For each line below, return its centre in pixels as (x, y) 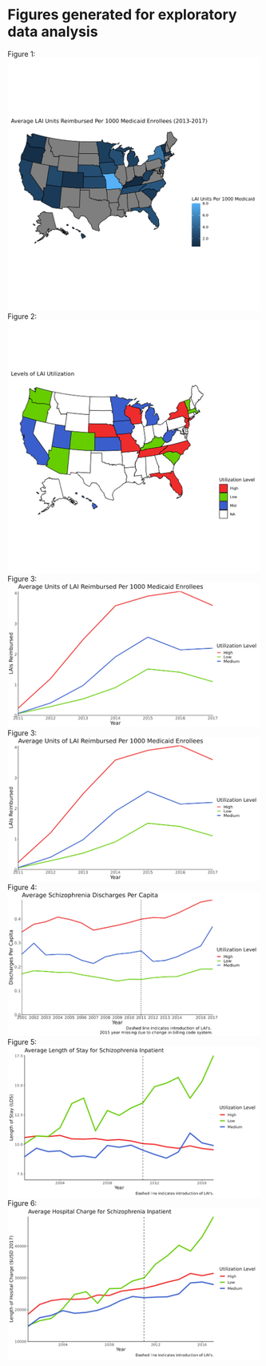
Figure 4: (22, 888)
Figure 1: (22, 54)
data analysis (53, 32)
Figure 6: (22, 1203)
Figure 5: (22, 1042)
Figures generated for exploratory (122, 15)
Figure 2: (22, 316)
